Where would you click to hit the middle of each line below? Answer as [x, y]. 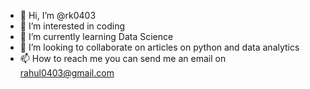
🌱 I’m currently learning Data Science [96, 36]
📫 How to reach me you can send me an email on [123, 58]
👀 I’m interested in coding [72, 26]
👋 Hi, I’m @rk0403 [58, 15]
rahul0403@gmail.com [67, 73]
